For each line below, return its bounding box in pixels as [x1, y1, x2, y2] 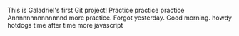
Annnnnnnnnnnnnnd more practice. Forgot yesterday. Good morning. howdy [7, 13, 232, 22]
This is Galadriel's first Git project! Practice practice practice [7, 6, 185, 14]
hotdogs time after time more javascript [7, 21, 123, 29]
